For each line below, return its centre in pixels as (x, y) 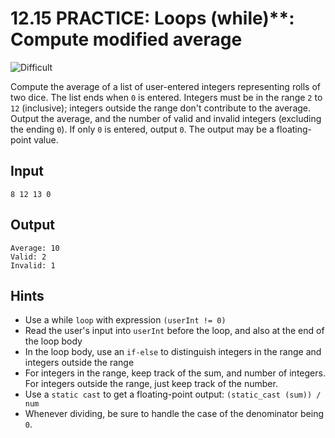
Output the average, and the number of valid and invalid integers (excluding (166, 118)
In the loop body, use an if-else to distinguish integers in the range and (173, 352)
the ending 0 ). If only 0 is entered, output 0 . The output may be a (142, 129)
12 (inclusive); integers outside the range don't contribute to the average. (161, 108)
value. (46, 139)
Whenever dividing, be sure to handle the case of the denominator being (174, 414)
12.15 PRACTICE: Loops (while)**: (152, 18)
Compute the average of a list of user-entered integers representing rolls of (166, 86)
